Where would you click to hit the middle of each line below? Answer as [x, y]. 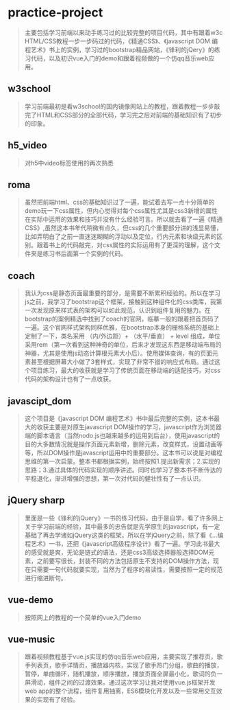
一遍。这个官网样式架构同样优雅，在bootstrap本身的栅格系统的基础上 [122, 328]
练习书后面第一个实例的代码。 [85, 254]
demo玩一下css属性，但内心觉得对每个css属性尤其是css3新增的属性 [121, 211]
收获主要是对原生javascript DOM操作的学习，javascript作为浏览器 [129, 427]
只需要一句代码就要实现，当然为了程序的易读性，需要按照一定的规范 [127, 569]
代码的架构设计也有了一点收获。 [69, 379]
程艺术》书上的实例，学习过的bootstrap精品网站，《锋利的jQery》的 [119, 49]
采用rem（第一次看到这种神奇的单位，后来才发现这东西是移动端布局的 [123, 345]
